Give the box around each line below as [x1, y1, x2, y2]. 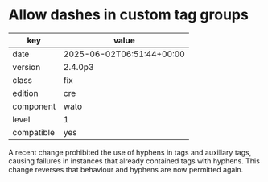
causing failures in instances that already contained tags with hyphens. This [8, 155, 260, 166]
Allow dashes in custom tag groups [8, 6, 249, 24]
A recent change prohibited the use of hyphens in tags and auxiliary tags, [8, 147, 252, 157]
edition [12, 87, 39, 98]
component [12, 101, 56, 112]
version [12, 61, 41, 72]
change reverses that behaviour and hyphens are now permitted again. [8, 164, 244, 174]
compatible [12, 126, 55, 138]
